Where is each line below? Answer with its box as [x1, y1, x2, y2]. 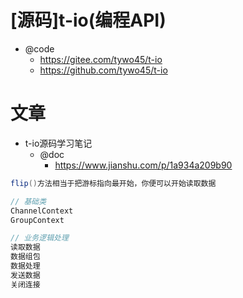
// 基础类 [10, 196, 47, 206]
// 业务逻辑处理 [10, 233, 69, 243]
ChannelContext [10, 206, 74, 216]
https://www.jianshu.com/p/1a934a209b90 [54, 159, 233, 171]
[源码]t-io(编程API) [10, 9, 167, 32]
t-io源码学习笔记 [24, 137, 93, 149]
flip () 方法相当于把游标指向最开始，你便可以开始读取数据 [10, 178, 217, 188]
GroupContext [10, 215, 65, 225]
